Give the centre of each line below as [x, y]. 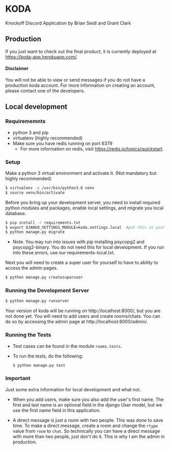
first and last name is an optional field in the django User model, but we [87, 405]
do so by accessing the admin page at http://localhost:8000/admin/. [77, 322]
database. [16, 213]
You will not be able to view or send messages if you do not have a [75, 80]
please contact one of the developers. [45, 90]
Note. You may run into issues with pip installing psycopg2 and [79, 242]
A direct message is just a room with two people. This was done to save [88, 420]
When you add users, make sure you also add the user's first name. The [88, 399]
